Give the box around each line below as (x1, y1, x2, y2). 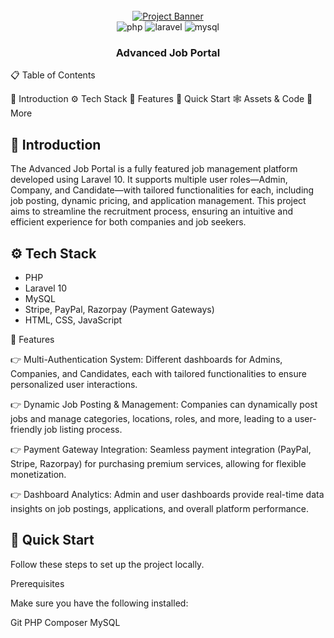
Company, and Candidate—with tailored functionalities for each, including (10, 184, 315, 196)
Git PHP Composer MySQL (10, 616, 121, 628)
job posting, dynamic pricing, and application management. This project (10, 195, 307, 207)
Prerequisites (10, 577, 65, 589)
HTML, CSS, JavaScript (24, 314, 123, 326)
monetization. (10, 468, 67, 480)
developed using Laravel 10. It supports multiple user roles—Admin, (10, 174, 288, 186)
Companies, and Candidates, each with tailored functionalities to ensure (10, 367, 307, 379)
